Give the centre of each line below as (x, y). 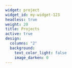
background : (23, 48)
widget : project (22, 10)
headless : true (21, 19)
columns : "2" (24, 43)
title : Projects (22, 29)
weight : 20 (17, 24)
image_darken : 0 (32, 58)
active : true (19, 34)
